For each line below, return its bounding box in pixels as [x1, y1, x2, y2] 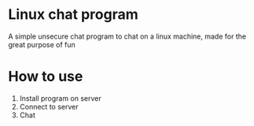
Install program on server [19, 93, 102, 103]
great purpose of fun [8, 39, 76, 49]
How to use [8, 68, 83, 86]
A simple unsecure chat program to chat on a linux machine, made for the [8, 31, 246, 41]
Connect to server [19, 102, 79, 111]
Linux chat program [8, 6, 139, 24]
